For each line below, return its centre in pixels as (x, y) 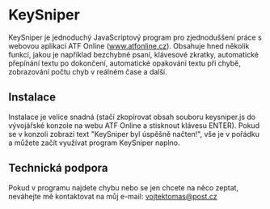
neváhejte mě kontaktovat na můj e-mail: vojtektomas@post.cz (113, 196)
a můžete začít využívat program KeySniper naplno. (94, 143)
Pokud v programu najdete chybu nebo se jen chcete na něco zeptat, (124, 187)
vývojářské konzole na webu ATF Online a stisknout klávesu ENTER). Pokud (134, 125)
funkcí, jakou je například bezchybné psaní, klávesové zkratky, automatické (133, 54)
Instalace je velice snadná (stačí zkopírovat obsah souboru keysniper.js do (132, 117)
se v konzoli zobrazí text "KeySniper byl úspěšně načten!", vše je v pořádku (134, 134)
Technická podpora (58, 168)
